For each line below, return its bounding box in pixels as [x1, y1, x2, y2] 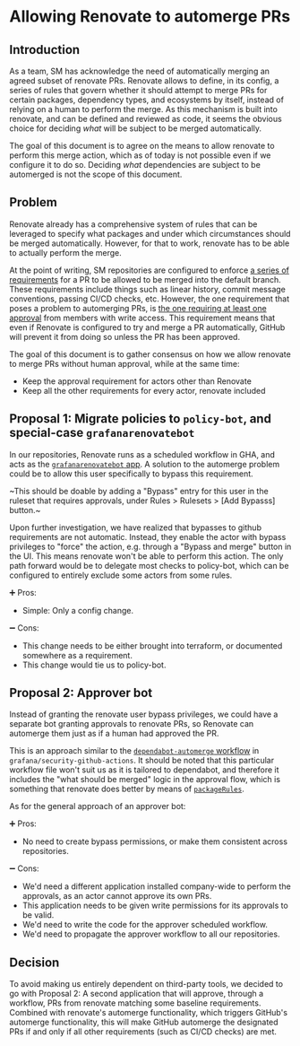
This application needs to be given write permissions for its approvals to [21, 900, 288, 911]
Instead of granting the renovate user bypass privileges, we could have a [9, 709, 279, 719]
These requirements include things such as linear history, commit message [9, 283, 287, 294]
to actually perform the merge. [9, 247, 123, 257]
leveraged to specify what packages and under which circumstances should [9, 228, 291, 239]
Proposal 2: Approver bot [9, 685, 153, 701]
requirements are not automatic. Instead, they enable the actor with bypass [9, 531, 287, 542]
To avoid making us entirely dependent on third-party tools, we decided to [9, 979, 284, 989]
